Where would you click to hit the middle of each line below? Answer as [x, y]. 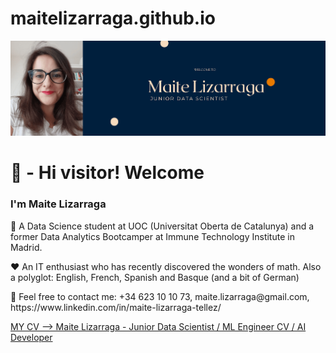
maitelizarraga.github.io [113, 18]
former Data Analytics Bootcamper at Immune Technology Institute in [152, 236]
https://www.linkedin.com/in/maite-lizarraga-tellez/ [116, 307]
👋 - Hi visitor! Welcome [107, 173]
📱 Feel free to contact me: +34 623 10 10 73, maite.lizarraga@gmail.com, [160, 296]
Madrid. [26, 247]
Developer [31, 337]
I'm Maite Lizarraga [58, 204]
